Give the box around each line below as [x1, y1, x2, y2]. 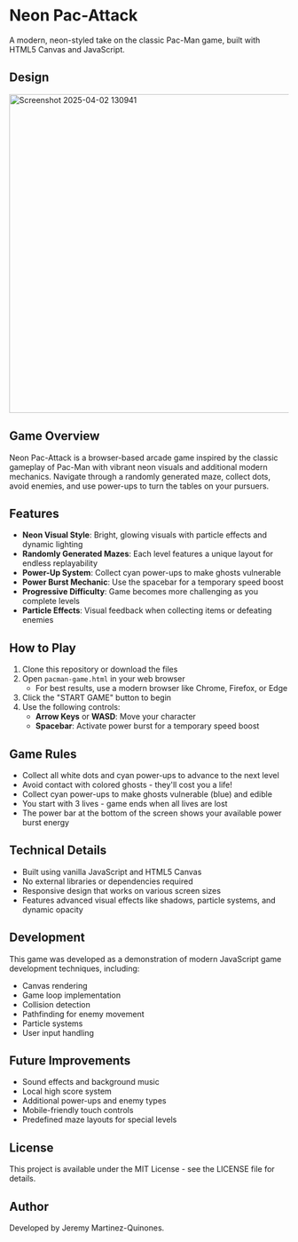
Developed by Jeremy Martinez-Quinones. [9, 1222, 165, 1233]
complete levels [21, 596, 80, 607]
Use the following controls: [21, 702, 121, 713]
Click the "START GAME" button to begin [21, 692, 171, 703]
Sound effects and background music [21, 1077, 160, 1087]
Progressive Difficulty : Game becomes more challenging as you [21, 586, 259, 597]
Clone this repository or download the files [21, 664, 178, 675]
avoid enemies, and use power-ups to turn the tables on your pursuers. [9, 481, 270, 491]
